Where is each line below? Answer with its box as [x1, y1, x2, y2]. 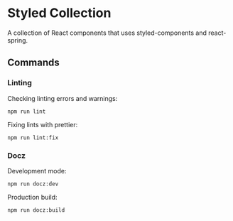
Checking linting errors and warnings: [7, 94, 118, 102]
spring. [7, 36, 28, 44]
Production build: [7, 193, 58, 201]
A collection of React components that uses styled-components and [7, 28, 207, 37]
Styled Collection [7, 5, 112, 21]
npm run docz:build [7, 206, 65, 214]
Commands [7, 57, 60, 69]
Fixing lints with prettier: [7, 120, 78, 129]
